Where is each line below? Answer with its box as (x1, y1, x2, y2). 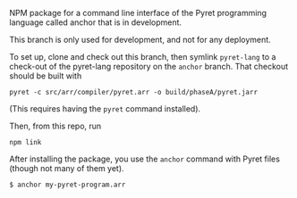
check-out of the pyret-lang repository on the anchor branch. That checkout (9, 62, 289, 71)
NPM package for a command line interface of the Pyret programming (9, 8, 267, 18)
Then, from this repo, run (9, 120, 102, 131)
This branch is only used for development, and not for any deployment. (9, 35, 271, 45)
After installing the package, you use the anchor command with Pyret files (9, 153, 280, 164)
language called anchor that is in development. (9, 17, 182, 28)
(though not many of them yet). (9, 163, 124, 173)
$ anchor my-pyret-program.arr (9, 180, 126, 189)
